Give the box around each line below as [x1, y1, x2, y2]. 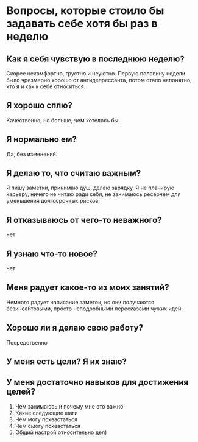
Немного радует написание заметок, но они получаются [6, 298, 155, 306]
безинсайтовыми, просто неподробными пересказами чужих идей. [6, 305, 183, 312]
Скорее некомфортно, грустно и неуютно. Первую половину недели [6, 70, 186, 77]
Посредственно [6, 339, 48, 346]
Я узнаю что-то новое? [6, 248, 98, 259]
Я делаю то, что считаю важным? [6, 168, 141, 178]
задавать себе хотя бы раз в [6, 16, 158, 30]
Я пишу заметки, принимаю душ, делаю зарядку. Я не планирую [6, 184, 175, 192]
